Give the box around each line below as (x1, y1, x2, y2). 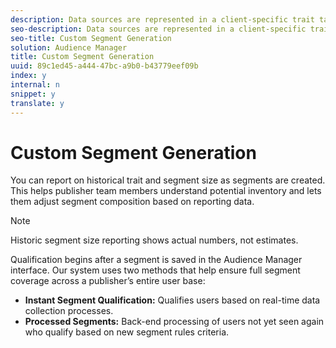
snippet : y (10, 89, 56, 99)
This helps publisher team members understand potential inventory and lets (10, 185, 322, 197)
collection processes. (24, 305, 114, 317)
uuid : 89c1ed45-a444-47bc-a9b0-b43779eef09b (10, 61, 199, 71)
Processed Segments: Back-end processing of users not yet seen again (24, 316, 325, 328)
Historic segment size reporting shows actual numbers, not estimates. (10, 234, 299, 246)
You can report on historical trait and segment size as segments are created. (10, 174, 326, 186)
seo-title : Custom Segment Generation (10, 33, 172, 43)
